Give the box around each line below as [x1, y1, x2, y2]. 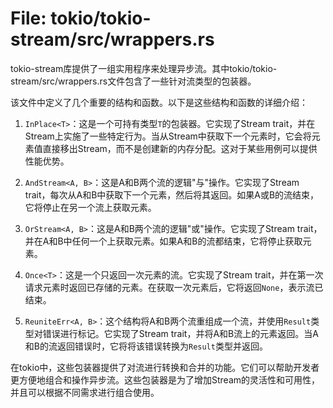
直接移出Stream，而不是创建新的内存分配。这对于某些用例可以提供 [42, 142, 318, 154]
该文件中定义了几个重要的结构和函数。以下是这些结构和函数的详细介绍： [10, 96, 308, 108]
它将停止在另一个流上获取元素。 [24, 201, 157, 213]
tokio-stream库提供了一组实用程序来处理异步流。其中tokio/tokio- [10, 62, 278, 74]
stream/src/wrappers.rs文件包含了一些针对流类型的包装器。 [10, 75, 257, 87]
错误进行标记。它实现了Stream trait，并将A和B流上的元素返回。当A [42, 327, 319, 339]
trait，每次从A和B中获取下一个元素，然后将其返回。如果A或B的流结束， [24, 188, 320, 201]
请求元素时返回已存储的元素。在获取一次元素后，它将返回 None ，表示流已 [24, 281, 324, 293]
